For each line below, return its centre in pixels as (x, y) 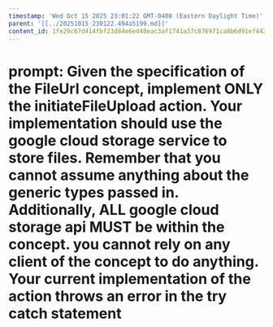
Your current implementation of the (130, 279)
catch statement (65, 313)
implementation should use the (115, 123)
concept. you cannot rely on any (119, 244)
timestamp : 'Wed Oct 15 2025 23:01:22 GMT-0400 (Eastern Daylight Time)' (136, 16)
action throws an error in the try (118, 296)
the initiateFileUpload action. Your (126, 106)
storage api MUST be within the (117, 227)
